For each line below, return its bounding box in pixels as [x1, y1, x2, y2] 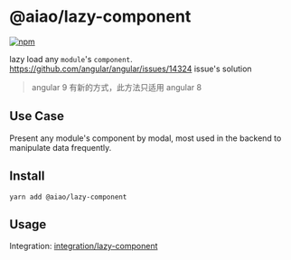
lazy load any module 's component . [9, 53, 133, 64]
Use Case [9, 108, 65, 124]
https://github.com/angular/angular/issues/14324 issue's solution [9, 63, 252, 74]
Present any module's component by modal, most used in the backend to [9, 133, 282, 144]
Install [9, 169, 45, 184]
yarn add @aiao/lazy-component [9, 192, 127, 201]
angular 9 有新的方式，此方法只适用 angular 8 [31, 81, 202, 92]
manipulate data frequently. [9, 142, 112, 153]
